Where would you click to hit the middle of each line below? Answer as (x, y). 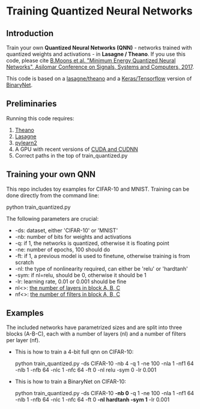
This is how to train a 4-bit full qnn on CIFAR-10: (74, 352)
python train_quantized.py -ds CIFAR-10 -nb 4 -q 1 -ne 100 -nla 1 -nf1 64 (104, 364)
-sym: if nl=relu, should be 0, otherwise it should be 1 (81, 275)
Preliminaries (32, 104)
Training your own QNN (51, 175)
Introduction (30, 33)
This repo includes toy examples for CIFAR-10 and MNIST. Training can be (98, 189)
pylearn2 (26, 143)
